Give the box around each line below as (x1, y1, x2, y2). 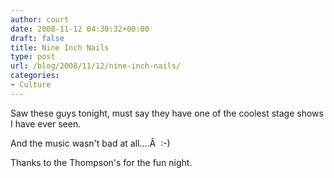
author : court (10, 14, 70, 25)
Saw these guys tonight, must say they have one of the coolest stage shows (10, 107, 324, 119)
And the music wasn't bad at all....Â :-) (10, 137, 171, 149)
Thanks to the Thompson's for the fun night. (10, 156, 193, 168)
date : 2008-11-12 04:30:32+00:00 (10, 24, 150, 34)
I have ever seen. (10, 117, 82, 130)
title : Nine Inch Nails (10, 42, 110, 53)
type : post (10, 52, 56, 62)
